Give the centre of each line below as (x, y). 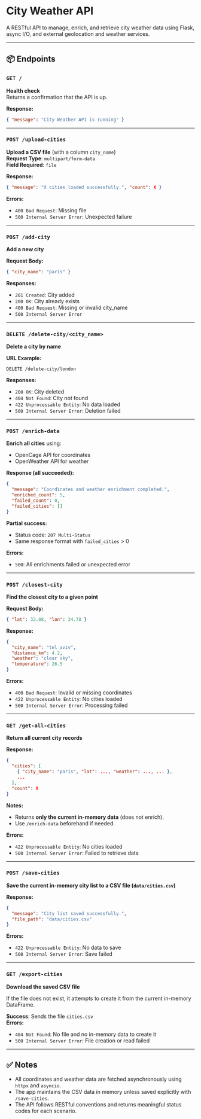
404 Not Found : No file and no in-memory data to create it (86, 1034)
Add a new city (25, 249)
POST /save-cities (33, 873)
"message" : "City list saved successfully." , (69, 913)
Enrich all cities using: (34, 443)
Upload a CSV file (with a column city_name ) (61, 152)
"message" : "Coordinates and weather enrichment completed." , (91, 490)
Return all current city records (44, 738)
